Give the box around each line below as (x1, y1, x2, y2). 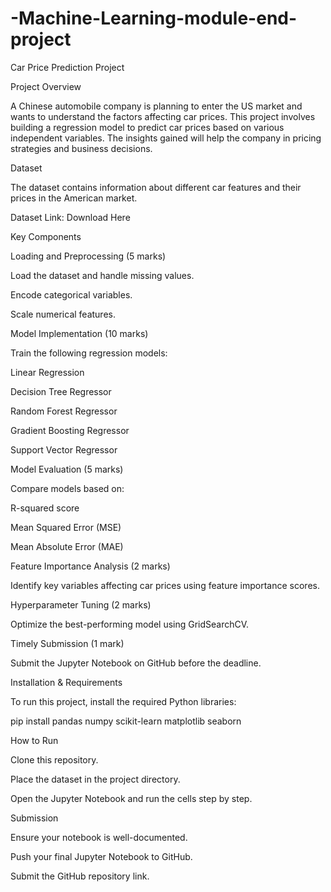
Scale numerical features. (10, 308, 116, 320)
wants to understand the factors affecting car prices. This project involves (10, 110, 316, 122)
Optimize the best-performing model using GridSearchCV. (10, 618, 250, 630)
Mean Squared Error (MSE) (10, 521, 122, 533)
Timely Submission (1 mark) (10, 637, 125, 649)
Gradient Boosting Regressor (10, 424, 130, 436)
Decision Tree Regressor (10, 385, 112, 397)
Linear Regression (10, 366, 85, 378)
